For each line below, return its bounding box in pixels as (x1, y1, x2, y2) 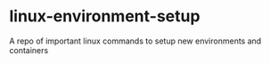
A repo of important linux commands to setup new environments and (9, 35, 262, 46)
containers (9, 44, 49, 55)
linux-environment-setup (9, 6, 200, 27)
